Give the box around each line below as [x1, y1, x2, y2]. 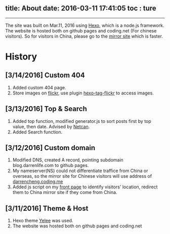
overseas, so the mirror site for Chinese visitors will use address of [12, 173, 152, 179]
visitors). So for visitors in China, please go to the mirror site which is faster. [5, 33, 163, 39]
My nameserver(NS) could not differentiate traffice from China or [12, 168, 148, 174]
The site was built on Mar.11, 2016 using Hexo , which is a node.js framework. [5, 22, 164, 28]
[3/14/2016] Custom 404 [5, 71, 85, 80]
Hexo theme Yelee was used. [12, 218, 73, 224]
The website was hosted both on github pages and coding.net [12, 223, 142, 229]
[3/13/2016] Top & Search [5, 105, 88, 113]
